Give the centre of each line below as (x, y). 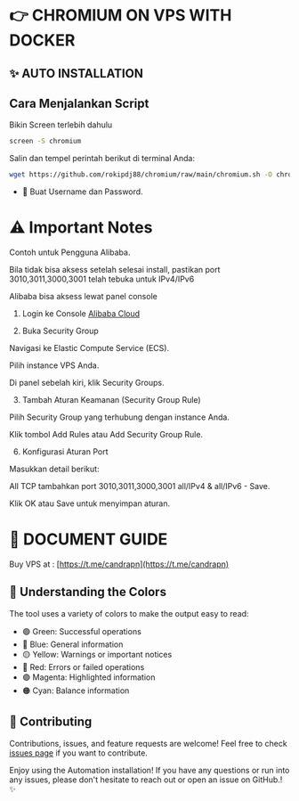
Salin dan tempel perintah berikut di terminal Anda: (102, 159)
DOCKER (42, 41)
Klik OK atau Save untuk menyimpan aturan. (90, 503)
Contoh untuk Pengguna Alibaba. (70, 252)
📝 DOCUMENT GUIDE (89, 539)
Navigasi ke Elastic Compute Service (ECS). (89, 348)
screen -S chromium (45, 142)
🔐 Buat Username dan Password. (83, 192)
